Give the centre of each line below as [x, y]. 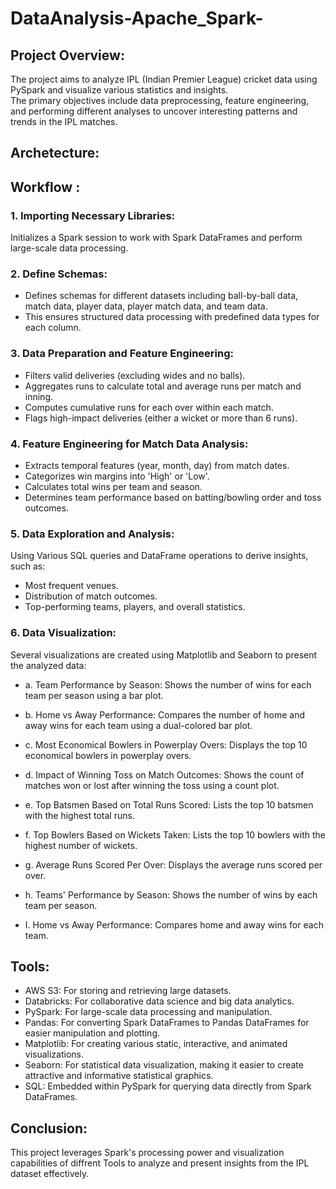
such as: [28, 566]
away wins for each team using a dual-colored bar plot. [138, 725]
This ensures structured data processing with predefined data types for [172, 317]
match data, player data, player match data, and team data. [146, 306]
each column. [53, 328]
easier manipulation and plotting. [92, 1033]
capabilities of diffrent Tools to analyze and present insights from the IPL [160, 1163]
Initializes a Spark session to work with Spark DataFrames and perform [156, 238]
